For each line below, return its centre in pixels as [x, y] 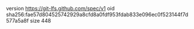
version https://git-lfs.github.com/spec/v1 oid [60, 8]
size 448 [41, 21]
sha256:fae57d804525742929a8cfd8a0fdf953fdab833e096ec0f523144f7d [97, 14]
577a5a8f [18, 21]
